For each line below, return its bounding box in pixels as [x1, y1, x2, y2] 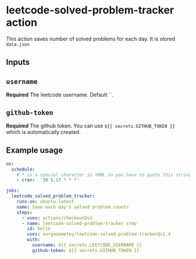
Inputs [6, 57, 30, 67]
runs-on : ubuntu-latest [16, 199, 75, 205]
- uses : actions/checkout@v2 [21, 215, 93, 221]
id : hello [27, 226, 51, 232]
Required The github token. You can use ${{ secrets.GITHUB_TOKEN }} [6, 122, 176, 129]
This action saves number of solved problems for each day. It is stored [6, 35, 176, 42]
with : [27, 237, 41, 243]
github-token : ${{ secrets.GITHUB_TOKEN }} [32, 247, 140, 253]
